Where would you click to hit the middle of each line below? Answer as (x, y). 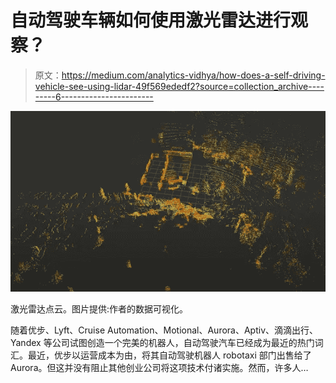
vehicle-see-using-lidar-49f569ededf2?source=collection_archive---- (179, 86)
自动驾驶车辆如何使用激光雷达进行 (151, 20)
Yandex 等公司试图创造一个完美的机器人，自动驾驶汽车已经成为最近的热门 (162, 342)
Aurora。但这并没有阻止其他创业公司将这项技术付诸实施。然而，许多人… (159, 367)
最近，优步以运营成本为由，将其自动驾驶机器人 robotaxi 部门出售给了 (169, 355)
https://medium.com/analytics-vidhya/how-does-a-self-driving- (193, 75)
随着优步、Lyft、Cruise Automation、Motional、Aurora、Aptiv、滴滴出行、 (164, 330)
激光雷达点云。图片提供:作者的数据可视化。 (99, 308)
